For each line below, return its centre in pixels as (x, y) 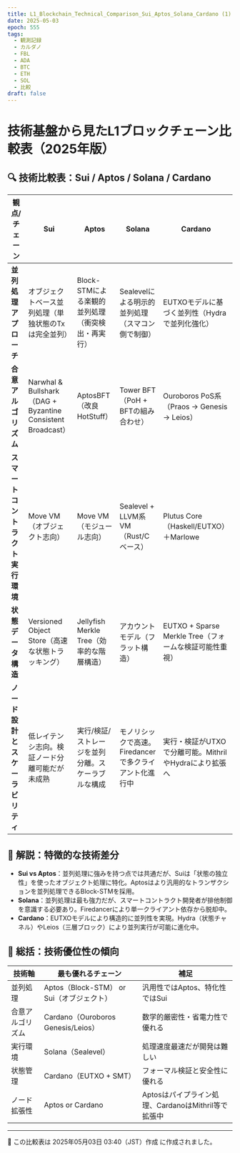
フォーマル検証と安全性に (185, 1070)
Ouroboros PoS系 (192, 396)
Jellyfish (91, 622)
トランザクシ (210, 882)
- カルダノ (27, 47)
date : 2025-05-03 (33, 21)
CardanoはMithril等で (192, 1105)
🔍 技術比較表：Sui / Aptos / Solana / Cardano (109, 178)
